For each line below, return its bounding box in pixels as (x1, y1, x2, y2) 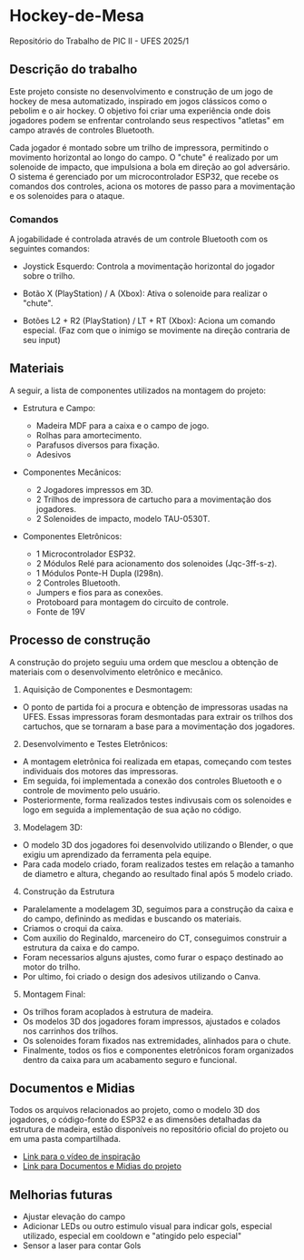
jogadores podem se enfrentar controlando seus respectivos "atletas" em (9, 114, 285, 125)
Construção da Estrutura (22, 886, 115, 897)
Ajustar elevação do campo (22, 1211, 125, 1222)
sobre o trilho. (22, 271, 75, 281)
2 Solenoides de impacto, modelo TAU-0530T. (35, 513, 211, 524)
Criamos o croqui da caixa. (22, 922, 123, 933)
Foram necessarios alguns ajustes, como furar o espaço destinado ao (22, 951, 284, 962)
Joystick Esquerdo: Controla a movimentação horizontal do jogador (22, 261, 275, 272)
